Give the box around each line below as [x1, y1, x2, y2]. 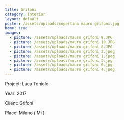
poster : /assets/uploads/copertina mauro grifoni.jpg [5, 21, 120, 26]
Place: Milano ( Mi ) [5, 110, 45, 116]
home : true [5, 26, 28, 31]
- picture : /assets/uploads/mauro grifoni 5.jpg [9, 58, 113, 63]
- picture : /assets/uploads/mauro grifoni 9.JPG [9, 35, 113, 40]
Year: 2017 [5, 90, 27, 96]
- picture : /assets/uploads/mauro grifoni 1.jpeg [9, 53, 115, 59]
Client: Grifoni [5, 100, 34, 106]
